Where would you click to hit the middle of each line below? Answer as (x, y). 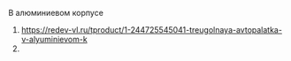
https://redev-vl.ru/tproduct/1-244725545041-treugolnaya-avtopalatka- (151, 30)
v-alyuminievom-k (54, 39)
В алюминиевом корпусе (56, 13)
